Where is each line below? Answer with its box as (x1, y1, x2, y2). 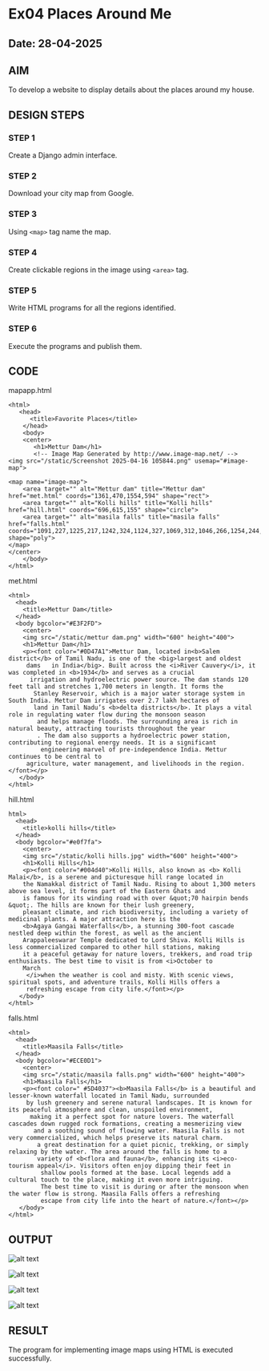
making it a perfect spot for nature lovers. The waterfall (29, 1113, 235, 1121)
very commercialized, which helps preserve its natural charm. (8, 1134, 224, 1142)
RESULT (8, 1324, 49, 1337)
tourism (8, 1162, 34, 1170)
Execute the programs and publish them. (8, 341, 143, 351)
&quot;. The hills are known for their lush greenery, (8, 901, 195, 909)
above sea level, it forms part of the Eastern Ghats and (8, 888, 206, 896)
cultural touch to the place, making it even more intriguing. (8, 1176, 224, 1185)
